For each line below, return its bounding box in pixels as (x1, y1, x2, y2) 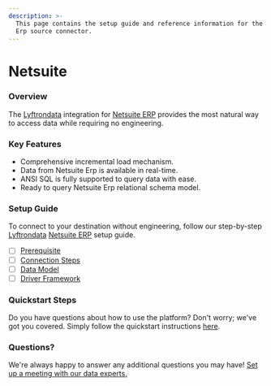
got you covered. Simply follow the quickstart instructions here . (8, 322, 221, 331)
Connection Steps (19, 255, 81, 265)
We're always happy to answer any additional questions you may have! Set (8, 360, 258, 370)
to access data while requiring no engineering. (8, 118, 164, 128)
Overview (8, 91, 48, 102)
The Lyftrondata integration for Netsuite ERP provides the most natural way (8, 109, 260, 119)
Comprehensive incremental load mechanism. (19, 157, 174, 167)
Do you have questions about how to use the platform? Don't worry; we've (8, 313, 257, 322)
